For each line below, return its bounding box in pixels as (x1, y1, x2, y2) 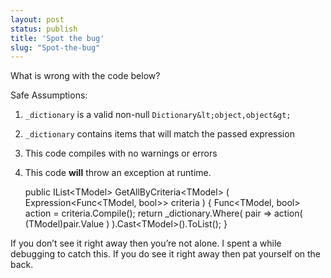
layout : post (10, 14, 65, 25)
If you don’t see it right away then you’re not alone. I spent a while (10, 237, 282, 250)
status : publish (10, 24, 78, 34)
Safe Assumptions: (10, 89, 88, 101)
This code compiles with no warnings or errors (24, 147, 218, 160)
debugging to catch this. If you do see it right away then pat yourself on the (10, 248, 322, 260)
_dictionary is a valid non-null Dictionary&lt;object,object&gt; (24, 109, 292, 121)
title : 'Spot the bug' (10, 33, 105, 43)
